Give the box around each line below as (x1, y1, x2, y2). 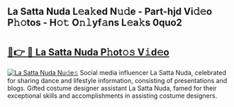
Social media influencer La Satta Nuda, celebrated (79, 69, 227, 77)
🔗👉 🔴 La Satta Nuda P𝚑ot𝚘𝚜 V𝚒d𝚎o (7, 46, 169, 58)
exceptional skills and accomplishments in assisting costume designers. (7, 91, 218, 100)
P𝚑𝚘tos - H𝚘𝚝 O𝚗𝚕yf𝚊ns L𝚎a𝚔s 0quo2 (7, 17, 183, 29)
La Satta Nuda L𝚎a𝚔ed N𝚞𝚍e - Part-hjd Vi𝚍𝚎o (7, 6, 213, 18)
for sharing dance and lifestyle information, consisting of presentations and (7, 77, 228, 84)
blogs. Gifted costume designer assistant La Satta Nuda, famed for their (7, 84, 218, 92)
